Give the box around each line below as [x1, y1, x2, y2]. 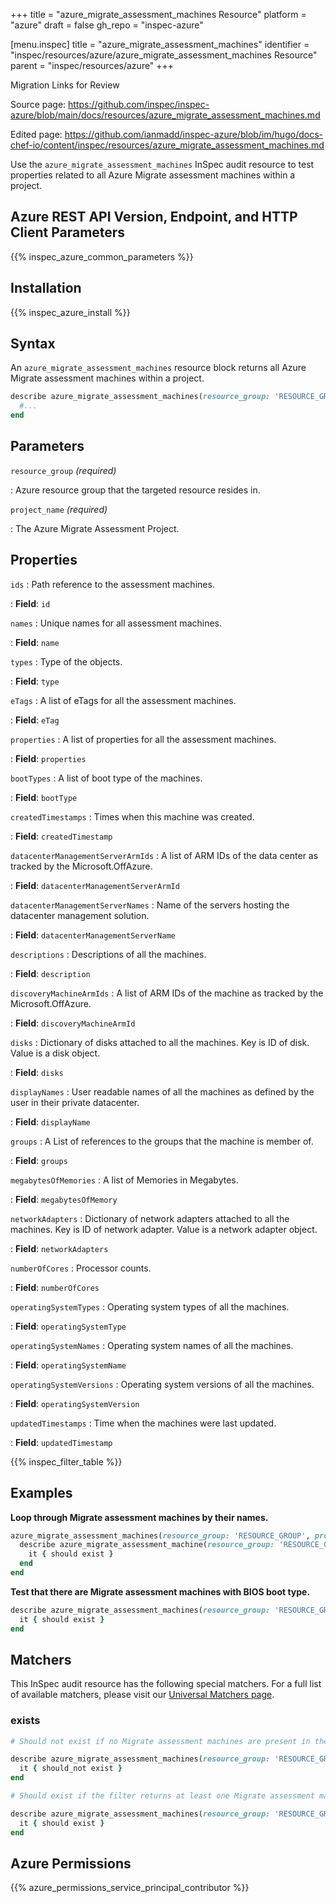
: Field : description [10, 967, 91, 979]
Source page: [10, 99, 67, 110]
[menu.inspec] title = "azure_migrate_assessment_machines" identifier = [10, 39, 310, 50]
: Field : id [10, 597, 51, 609]
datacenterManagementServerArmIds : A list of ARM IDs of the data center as [10, 849, 319, 861]
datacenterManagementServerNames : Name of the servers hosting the [10, 899, 290, 911]
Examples [10, 1485, 73, 1502]
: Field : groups [10, 1154, 68, 1166]
